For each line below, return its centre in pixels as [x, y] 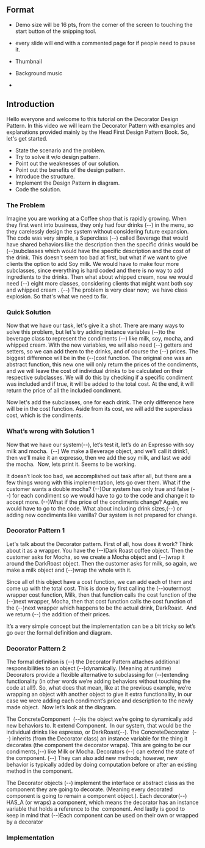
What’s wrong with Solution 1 [50, 431]
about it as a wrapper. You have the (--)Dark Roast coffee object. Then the [100, 550]
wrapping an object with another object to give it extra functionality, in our [99, 695]
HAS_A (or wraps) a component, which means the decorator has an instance [103, 802]
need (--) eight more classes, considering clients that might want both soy [100, 283]
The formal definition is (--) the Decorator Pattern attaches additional [93, 662]
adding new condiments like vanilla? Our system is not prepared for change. [102, 515]
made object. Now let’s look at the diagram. [62, 707]
